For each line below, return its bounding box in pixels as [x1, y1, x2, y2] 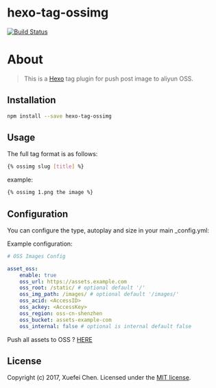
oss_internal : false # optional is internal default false [19, 323, 192, 330]
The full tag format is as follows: [7, 150, 98, 158]
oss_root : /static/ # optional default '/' [19, 284, 146, 292]
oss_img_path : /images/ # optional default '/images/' [19, 291, 180, 298]
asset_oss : [7, 265, 38, 272]
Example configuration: [7, 239, 73, 248]
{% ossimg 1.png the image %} [7, 189, 94, 196]
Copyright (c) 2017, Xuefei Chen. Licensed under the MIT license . [7, 374, 191, 382]
